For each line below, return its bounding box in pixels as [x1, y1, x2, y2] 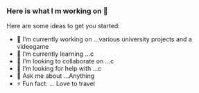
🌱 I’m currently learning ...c [16, 50, 94, 58]
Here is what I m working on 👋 [6, 6, 108, 16]
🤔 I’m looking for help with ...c [16, 65, 102, 73]
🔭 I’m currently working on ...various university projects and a [16, 35, 192, 43]
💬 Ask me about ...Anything [16, 72, 95, 80]
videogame [16, 43, 49, 51]
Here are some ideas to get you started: [6, 22, 121, 30]
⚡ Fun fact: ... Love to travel [16, 79, 95, 88]
